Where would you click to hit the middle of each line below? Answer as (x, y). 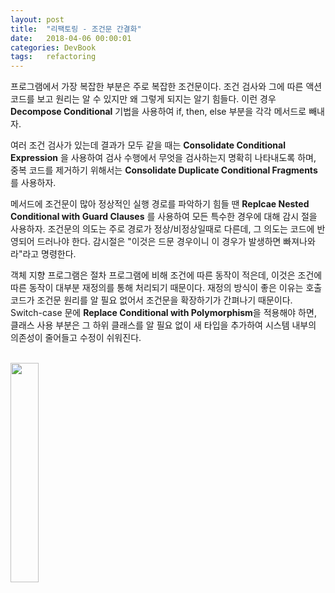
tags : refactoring (53, 57)
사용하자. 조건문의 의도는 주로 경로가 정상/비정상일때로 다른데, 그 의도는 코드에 (162, 229)
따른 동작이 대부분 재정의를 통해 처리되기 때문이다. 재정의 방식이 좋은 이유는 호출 (166, 288)
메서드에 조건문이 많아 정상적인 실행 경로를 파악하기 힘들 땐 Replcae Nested (160, 204)
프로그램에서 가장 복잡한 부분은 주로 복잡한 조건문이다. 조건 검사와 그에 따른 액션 (166, 87)
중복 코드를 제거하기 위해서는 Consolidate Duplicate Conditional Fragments (164, 170)
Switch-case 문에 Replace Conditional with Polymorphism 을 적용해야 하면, (163, 313)
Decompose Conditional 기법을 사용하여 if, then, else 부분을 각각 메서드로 (158, 112)
